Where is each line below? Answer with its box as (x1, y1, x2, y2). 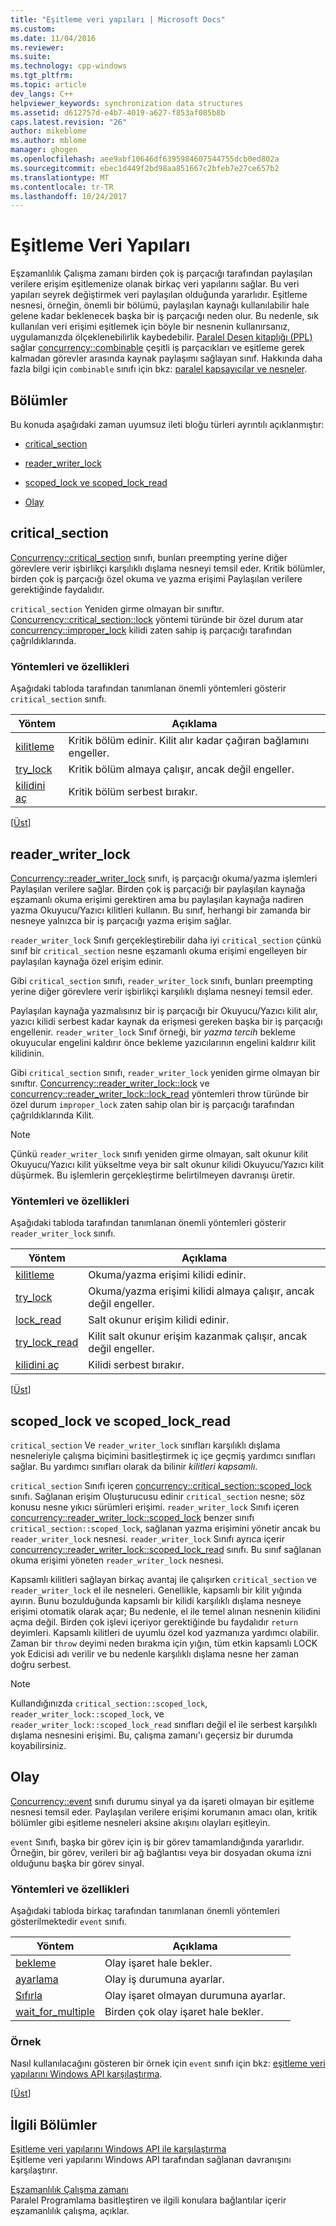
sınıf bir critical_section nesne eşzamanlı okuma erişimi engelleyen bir (10, 944, 308, 956)
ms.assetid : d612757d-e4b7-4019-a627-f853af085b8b (10, 107, 226, 118)
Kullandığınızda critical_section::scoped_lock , (10, 1697, 208, 1710)
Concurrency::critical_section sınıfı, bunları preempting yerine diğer (10, 551, 288, 563)
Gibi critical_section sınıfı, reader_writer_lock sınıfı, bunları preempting (10, 974, 313, 986)
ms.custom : (10, 24, 56, 34)
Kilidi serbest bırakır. (88, 1358, 185, 1372)
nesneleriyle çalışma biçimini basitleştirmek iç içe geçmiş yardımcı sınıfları (10, 1450, 316, 1462)
